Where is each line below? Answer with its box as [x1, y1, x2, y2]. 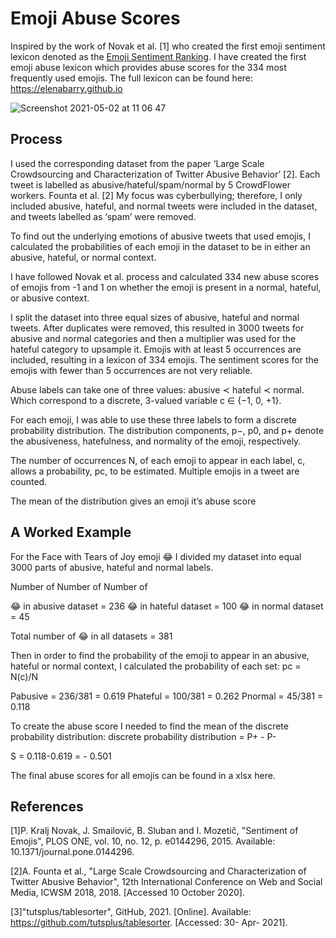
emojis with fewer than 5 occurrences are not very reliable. [10, 364, 253, 376]
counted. [10, 475, 48, 487]
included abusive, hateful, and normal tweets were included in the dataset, [10, 200, 318, 212]
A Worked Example [10, 524, 132, 541]
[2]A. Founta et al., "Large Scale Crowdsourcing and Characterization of [10, 865, 307, 877]
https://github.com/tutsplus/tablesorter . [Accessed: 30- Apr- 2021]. [10, 917, 288, 929]
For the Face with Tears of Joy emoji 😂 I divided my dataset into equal [10, 550, 302, 562]
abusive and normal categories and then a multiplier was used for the [10, 332, 297, 344]
